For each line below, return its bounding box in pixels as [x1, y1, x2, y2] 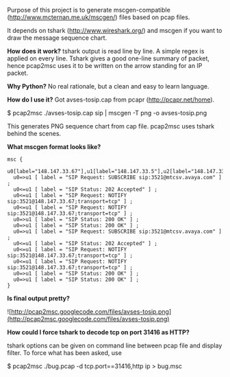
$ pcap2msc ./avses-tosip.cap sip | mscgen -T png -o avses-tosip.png [7, 109, 207, 117]
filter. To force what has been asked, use [7, 349, 122, 356]
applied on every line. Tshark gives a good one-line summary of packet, [7, 54, 210, 62]
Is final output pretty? [7, 295, 71, 302]
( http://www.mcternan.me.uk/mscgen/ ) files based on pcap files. [7, 13, 190, 21]
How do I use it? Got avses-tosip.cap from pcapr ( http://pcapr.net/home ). [7, 95, 215, 104]
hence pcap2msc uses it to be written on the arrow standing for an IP [7, 62, 203, 69]
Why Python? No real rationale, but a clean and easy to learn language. [7, 82, 209, 90]
